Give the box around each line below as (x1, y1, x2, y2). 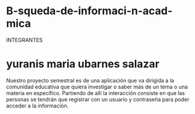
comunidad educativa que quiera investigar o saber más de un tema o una (6, 83, 188, 90)
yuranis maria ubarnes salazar (6, 58, 159, 71)
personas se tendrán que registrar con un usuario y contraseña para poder (6, 96, 190, 103)
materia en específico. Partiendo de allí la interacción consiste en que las (6, 89, 185, 96)
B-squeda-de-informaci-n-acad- (6, 4, 173, 18)
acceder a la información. (6, 102, 69, 109)
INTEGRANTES (6, 36, 43, 43)
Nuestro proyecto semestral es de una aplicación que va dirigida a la (6, 77, 174, 84)
